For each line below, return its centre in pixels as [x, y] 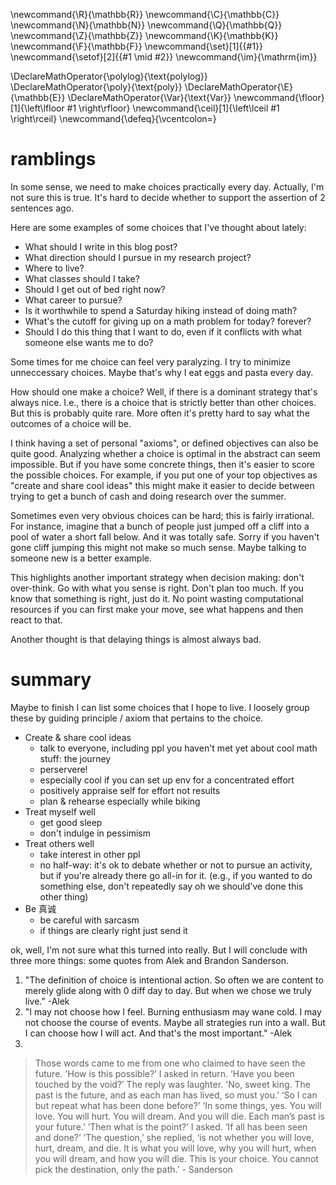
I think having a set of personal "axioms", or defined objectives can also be [164, 443]
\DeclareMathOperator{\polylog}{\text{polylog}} [109, 76]
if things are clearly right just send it [113, 930]
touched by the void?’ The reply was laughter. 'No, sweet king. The [173, 1084]
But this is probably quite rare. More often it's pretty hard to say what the [160, 413]
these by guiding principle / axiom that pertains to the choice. [137, 718]
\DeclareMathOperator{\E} [238, 87]
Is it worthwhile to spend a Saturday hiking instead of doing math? [161, 310]
